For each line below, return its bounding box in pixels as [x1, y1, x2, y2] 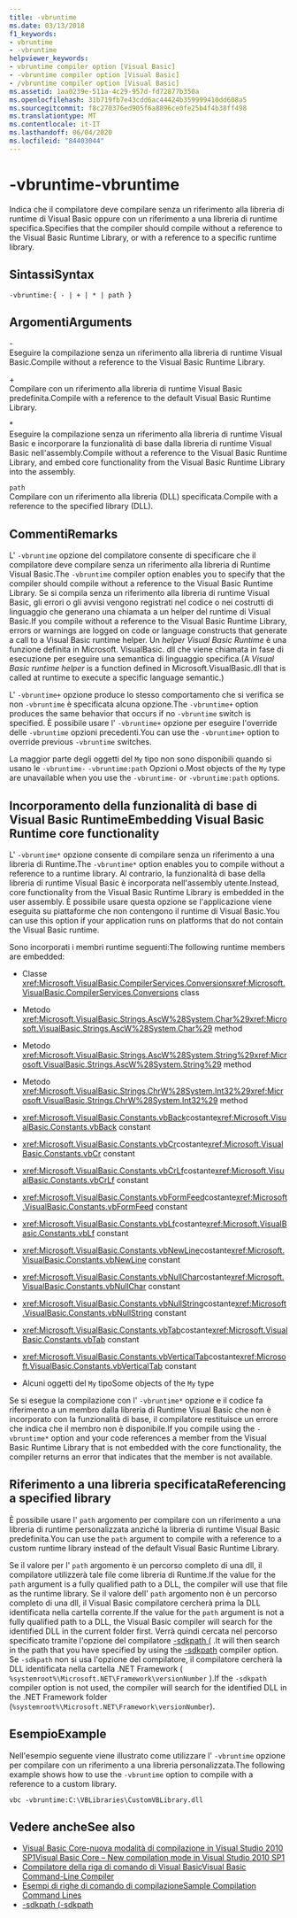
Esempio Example [9, 1727, 107, 1742]
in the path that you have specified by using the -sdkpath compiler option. [9, 1644, 279, 1655]
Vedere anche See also [9, 1819, 135, 1834]
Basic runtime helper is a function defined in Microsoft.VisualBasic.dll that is [9, 663, 286, 674]
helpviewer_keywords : [9, 54, 89, 63]
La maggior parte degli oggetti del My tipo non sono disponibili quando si [9, 754, 272, 764]
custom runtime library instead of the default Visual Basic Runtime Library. [9, 1543, 280, 1553]
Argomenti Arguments [9, 314, 133, 329]
